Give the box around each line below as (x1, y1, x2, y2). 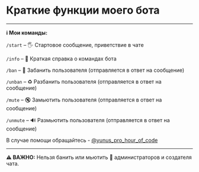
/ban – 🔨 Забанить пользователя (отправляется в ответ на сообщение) (6, 66, 185, 74)
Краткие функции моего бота (6, 4, 160, 17)
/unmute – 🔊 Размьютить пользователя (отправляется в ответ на (6, 116, 170, 123)
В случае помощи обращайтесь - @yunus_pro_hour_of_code (6, 136, 158, 144)
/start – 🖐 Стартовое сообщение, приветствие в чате (6, 41, 144, 48)
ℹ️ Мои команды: (6, 29, 48, 36)
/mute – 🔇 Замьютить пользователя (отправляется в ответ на (6, 96, 162, 103)
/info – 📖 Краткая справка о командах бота (6, 55, 117, 62)
